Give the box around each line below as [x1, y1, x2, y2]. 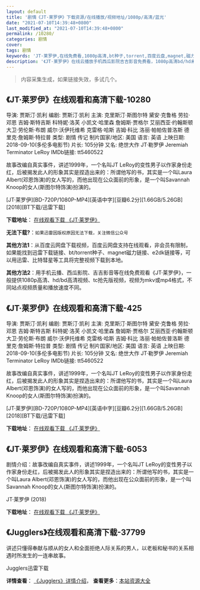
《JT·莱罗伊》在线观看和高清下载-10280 [6, 95, 151, 105]
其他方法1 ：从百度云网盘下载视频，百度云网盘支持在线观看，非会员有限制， [6, 241, 192, 249]
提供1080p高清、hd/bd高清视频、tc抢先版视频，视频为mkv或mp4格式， [11, 277, 187, 284]
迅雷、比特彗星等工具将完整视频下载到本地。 [16, 256, 126, 263]
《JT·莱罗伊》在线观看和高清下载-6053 [6, 444, 148, 454]
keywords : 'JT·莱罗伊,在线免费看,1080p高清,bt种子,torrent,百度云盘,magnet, [6, 53, 186, 59]
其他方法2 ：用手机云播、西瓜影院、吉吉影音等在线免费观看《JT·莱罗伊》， [6, 269, 186, 277]
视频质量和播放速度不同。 [21, 284, 85, 291]
